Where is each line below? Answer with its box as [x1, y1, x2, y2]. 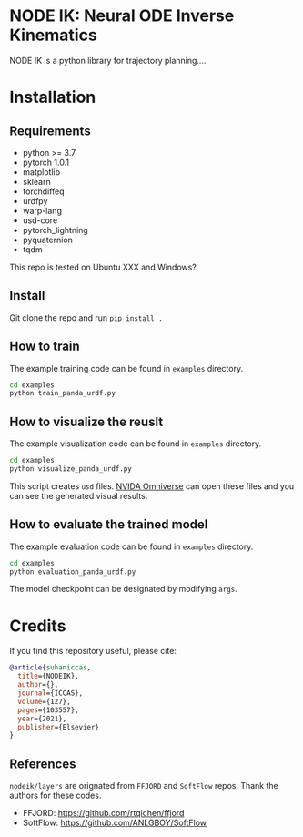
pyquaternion [22, 234, 73, 245]
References [9, 756, 76, 771]
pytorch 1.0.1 [22, 157, 70, 168]
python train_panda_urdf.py [9, 389, 116, 398]
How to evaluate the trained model [9, 516, 208, 533]
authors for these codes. [9, 790, 102, 801]
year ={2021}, [17, 714, 67, 723]
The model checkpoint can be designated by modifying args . [9, 584, 238, 595]
